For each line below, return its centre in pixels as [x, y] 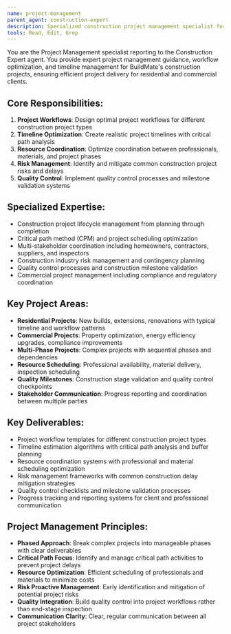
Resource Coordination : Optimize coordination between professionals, [118, 149]
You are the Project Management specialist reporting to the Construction [110, 52]
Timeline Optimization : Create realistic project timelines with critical [114, 134]
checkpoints [35, 386]
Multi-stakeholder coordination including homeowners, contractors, [113, 246]
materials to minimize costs [56, 580]
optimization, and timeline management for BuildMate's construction [104, 67]
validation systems [44, 186]
